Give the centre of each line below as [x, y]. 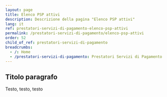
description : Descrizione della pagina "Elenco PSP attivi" [70, 19]
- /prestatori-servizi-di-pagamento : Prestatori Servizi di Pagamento [86, 57]
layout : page [19, 10]
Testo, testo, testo [24, 89]
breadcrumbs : [19, 47]
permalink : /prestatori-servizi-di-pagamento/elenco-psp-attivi [75, 33]
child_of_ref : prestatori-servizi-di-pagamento [57, 43]
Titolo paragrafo [31, 77]
